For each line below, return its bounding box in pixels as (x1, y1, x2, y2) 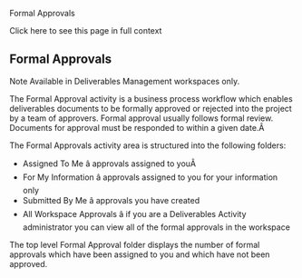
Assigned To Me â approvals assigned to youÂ (22, 158, 197, 169)
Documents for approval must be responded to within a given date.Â (9, 122, 265, 133)
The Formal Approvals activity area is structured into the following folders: (9, 140, 287, 151)
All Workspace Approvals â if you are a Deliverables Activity (22, 208, 247, 219)
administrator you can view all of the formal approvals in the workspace (22, 222, 290, 233)
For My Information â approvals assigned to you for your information (22, 172, 278, 183)
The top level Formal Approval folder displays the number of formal (9, 239, 260, 250)
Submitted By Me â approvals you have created (22, 194, 200, 205)
